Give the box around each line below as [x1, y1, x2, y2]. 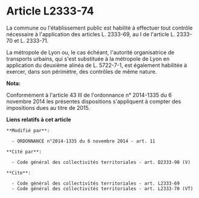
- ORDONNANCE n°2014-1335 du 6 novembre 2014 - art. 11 [11, 138, 155, 144]
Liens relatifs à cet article [6, 116, 71, 123]
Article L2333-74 [6, 4, 94, 18]
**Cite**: [6, 170, 31, 176]
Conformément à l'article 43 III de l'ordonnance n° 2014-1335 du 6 [6, 91, 172, 98]
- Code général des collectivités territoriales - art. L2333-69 [11, 180, 180, 187]
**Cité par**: [6, 148, 42, 155]
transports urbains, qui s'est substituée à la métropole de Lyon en [6, 55, 170, 62]
